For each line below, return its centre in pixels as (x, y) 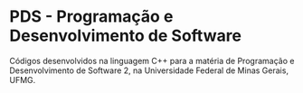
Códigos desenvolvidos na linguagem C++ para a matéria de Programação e (152, 60)
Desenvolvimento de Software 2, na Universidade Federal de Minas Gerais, (149, 70)
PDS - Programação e (91, 17)
